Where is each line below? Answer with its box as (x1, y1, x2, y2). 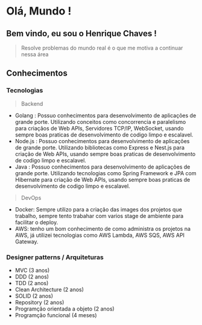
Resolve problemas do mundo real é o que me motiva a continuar (21, 44, 183, 51)
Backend (21, 100, 43, 107)
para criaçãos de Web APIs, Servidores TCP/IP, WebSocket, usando (14, 124, 184, 132)
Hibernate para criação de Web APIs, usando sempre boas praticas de (14, 176, 191, 183)
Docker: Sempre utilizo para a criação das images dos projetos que (14, 205, 182, 213)
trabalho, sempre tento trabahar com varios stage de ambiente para (14, 212, 184, 219)
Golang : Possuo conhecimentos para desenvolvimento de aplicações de (14, 112, 197, 119)
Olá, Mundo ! (6, 4, 72, 18)
